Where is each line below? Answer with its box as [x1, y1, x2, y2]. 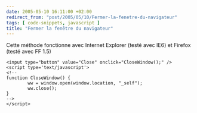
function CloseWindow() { [6, 75, 70, 81]
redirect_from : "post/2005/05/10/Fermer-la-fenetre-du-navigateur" [6, 14, 178, 20]
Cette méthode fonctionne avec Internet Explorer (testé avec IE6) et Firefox [6, 42, 191, 49]
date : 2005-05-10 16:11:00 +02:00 [6, 8, 93, 15]
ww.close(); [27, 86, 58, 92]
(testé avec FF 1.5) [6, 48, 52, 55]
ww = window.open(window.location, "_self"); [27, 80, 143, 86]
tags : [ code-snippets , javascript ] [6, 20, 100, 26]
